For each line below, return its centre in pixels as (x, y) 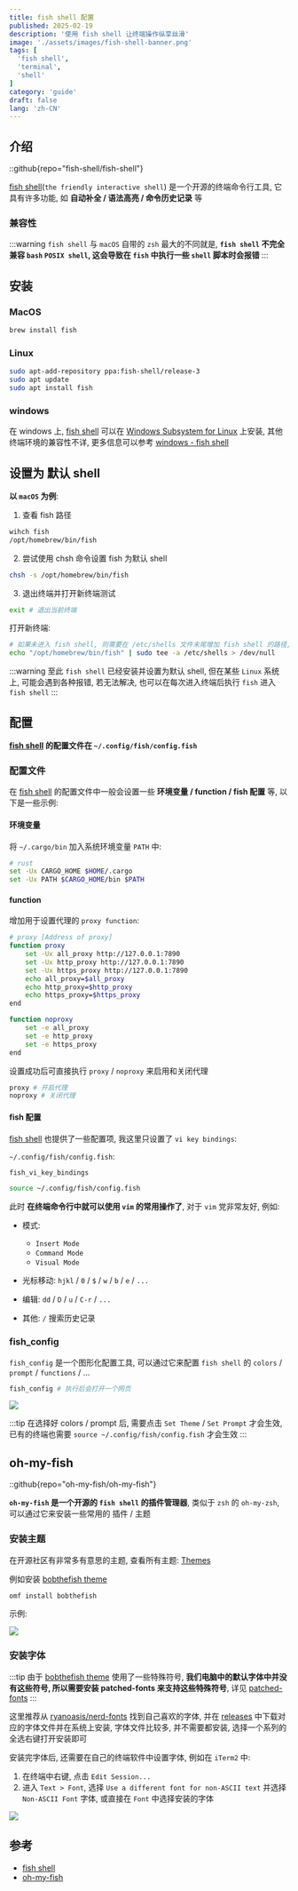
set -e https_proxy (61, 1044)
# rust (21, 863)
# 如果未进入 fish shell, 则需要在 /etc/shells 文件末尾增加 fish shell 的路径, (150, 645)
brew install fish (43, 331)
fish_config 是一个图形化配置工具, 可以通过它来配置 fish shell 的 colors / (146, 1362)
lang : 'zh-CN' (35, 108)
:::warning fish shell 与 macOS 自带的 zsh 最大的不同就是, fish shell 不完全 (147, 244)
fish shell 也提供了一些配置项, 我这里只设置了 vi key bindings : (123, 1138)
